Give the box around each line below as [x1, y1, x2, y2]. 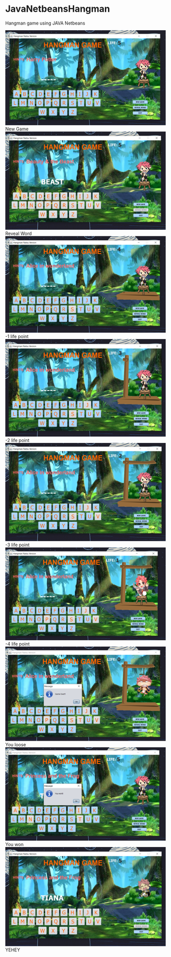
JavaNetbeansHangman [5, 3, 110, 15]
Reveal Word [5, 230, 32, 236]
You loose [5, 741, 26, 747]
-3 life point [5, 542, 30, 548]
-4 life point [5, 641, 30, 647]
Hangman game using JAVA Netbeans [5, 20, 85, 26]
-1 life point [5, 333, 29, 340]
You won [5, 841, 24, 848]
